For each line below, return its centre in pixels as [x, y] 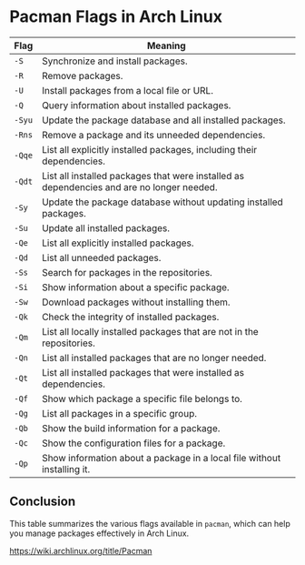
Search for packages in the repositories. [128, 272]
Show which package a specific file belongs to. [143, 399]
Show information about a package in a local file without [162, 458]
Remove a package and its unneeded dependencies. [154, 135]
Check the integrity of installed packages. [131, 317]
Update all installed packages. [106, 227]
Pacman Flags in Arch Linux [116, 17]
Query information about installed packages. [137, 105]
